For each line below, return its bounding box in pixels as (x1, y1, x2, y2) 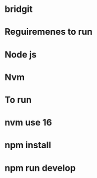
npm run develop (4, 162, 76, 174)
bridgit (4, 3, 33, 15)
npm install (4, 140, 51, 151)
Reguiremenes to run (4, 26, 93, 38)
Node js (4, 49, 37, 60)
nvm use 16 (4, 117, 52, 128)
